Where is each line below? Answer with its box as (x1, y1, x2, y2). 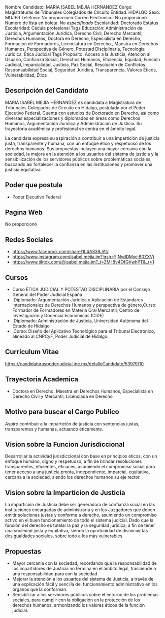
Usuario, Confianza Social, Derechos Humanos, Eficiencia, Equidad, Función (5, 57, 160, 62)
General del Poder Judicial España (12, 292, 82, 297)
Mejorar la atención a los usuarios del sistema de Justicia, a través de (12, 576, 154, 582)
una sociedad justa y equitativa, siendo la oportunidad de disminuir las (5, 528, 148, 534)
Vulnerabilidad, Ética (5, 72, 47, 78)
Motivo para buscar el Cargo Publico (5, 408, 119, 416)
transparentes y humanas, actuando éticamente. (5, 426, 103, 432)
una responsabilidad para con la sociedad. (12, 571, 99, 577)
